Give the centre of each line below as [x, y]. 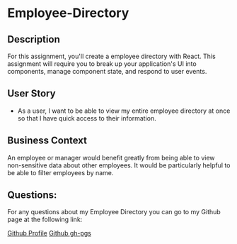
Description [34, 39]
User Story [31, 94]
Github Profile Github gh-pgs [50, 233]
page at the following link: [45, 220]
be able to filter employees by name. [60, 172]
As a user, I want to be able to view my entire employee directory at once [124, 111]
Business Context [47, 141]
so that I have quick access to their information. [87, 118]
